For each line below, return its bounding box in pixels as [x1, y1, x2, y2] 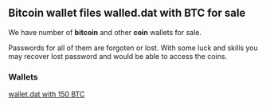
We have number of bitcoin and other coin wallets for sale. [8, 27, 201, 37]
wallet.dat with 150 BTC [8, 89, 85, 99]
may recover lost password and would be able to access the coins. [8, 51, 228, 61]
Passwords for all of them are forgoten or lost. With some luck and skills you [8, 43, 259, 53]
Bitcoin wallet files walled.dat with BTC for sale [8, 6, 246, 20]
